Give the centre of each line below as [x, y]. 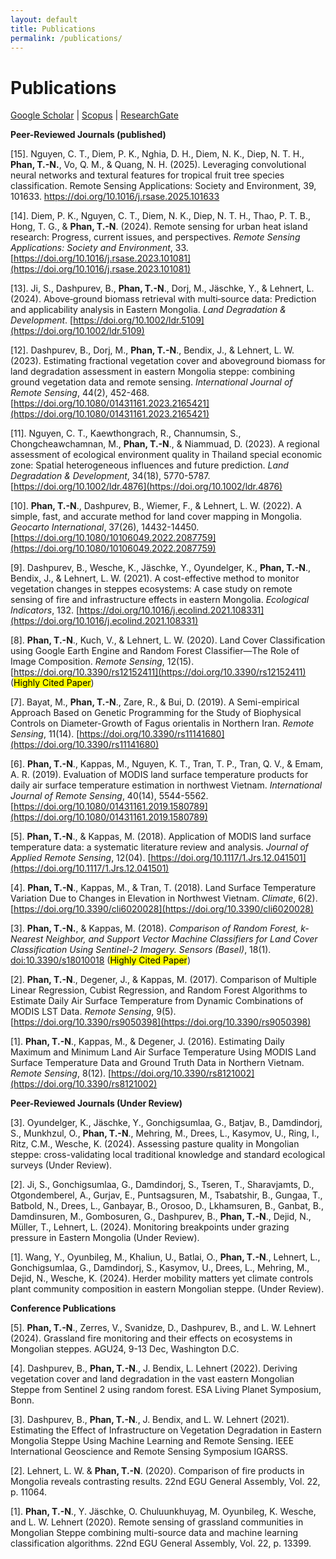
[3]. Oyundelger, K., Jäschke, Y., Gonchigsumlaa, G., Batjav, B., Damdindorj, [166, 1123]
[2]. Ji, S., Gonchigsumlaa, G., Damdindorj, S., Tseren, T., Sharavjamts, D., [162, 1185]
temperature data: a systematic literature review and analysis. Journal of [159, 847]
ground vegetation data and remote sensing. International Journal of [151, 382]
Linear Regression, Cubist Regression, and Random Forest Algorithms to [159, 990]
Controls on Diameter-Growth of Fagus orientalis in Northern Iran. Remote [162, 723]
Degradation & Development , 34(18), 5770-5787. [110, 476]
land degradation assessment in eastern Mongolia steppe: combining [153, 372]
